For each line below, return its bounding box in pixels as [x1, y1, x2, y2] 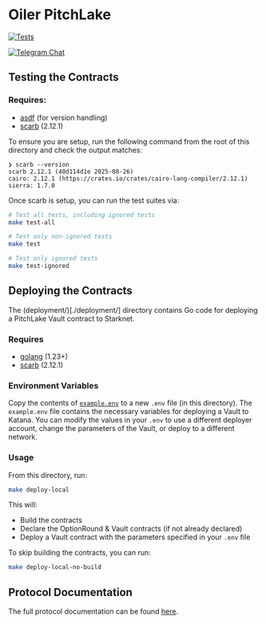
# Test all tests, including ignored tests [8, 211, 156, 219]
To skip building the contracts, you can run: [8, 548, 152, 558]
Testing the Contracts [8, 70, 119, 85]
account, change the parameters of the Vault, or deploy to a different [8, 424, 235, 433]
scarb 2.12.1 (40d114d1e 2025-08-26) [8, 168, 134, 176]
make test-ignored [8, 262, 69, 270]
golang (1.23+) [19, 351, 69, 361]
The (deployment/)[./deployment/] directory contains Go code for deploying [8, 305, 258, 314]
